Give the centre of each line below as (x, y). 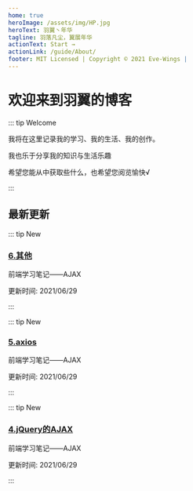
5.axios (22, 342)
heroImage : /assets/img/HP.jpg (59, 23)
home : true (26, 15)
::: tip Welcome (32, 122)
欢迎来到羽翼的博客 (70, 101)
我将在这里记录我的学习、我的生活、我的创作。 (84, 139)
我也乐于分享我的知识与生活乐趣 (60, 155)
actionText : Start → (42, 45)
